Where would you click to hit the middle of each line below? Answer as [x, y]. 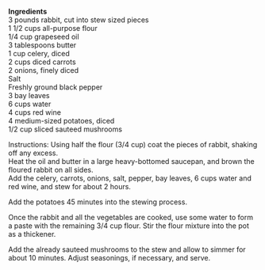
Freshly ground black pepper [56, 87]
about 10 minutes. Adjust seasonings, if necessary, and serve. [109, 258]
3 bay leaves [29, 95]
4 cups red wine [35, 112]
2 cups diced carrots [42, 62]
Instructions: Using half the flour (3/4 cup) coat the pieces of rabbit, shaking [133, 145]
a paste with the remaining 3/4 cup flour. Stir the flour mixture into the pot [129, 226]
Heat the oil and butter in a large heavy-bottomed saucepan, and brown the [132, 161]
